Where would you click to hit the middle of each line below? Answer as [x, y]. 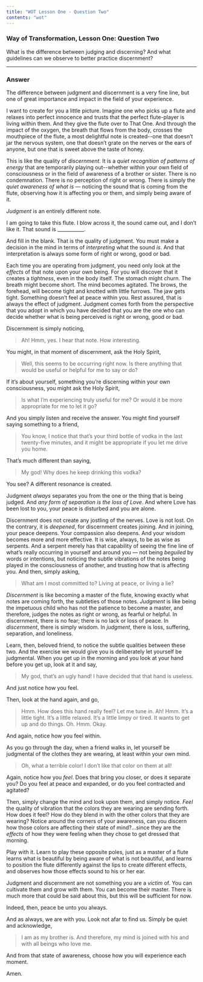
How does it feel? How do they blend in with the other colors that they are [98, 815]
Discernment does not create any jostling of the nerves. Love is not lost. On [100, 521]
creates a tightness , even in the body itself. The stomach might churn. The [99, 278]
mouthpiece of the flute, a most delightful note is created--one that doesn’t [100, 136]
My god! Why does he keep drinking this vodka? [81, 472]
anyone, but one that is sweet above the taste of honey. [76, 149]
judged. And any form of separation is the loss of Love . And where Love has [101, 502]
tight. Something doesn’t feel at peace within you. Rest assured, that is [94, 298]
